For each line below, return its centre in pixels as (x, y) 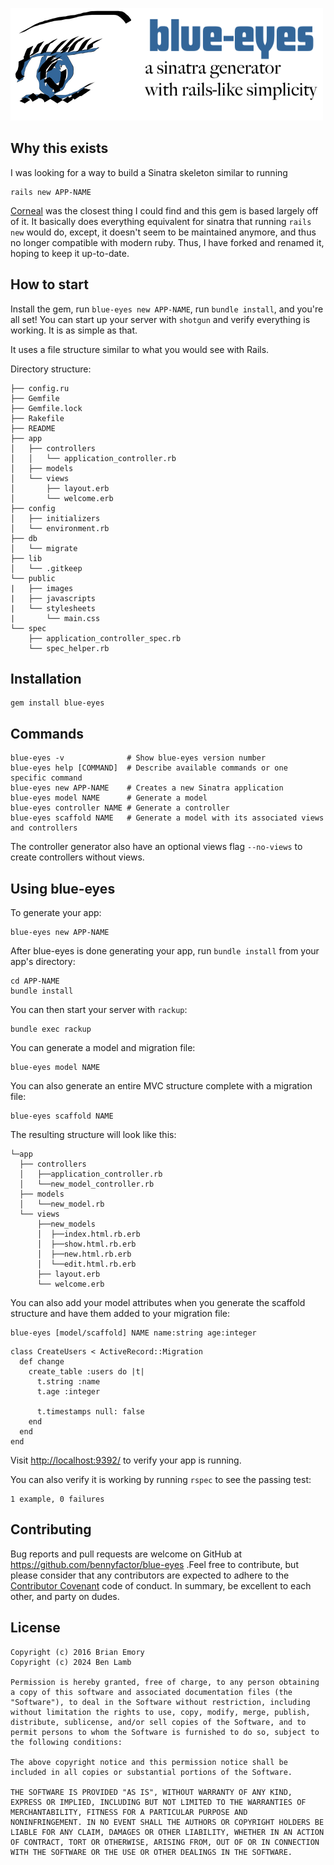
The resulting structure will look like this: (93, 1135)
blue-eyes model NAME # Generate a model (109, 798)
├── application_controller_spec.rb (105, 638)
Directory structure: (51, 369)
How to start (49, 284)
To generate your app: (56, 913)
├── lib (26, 558)
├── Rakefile (37, 418)
